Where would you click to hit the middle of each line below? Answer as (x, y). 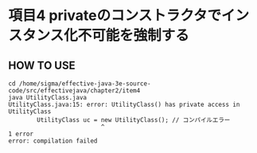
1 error (21, 134)
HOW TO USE (42, 65)
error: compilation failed (53, 141)
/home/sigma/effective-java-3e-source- (85, 84)
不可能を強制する (133, 35)
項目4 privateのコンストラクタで (115, 16)
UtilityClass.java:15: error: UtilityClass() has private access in (124, 104)
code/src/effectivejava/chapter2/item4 (74, 91)
